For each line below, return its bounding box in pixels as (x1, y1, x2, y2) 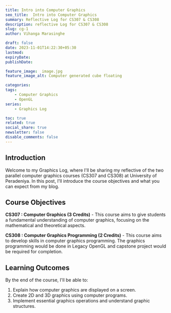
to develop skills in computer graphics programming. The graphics (5, 238, 145, 244)
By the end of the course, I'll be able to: (5, 277, 88, 283)
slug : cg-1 (5, 27, 29, 32)
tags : (5, 87, 17, 92)
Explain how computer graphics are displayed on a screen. (12, 287, 136, 293)
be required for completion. (5, 249, 63, 255)
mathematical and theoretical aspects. (5, 223, 86, 229)
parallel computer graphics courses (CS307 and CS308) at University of (5, 172, 157, 179)
